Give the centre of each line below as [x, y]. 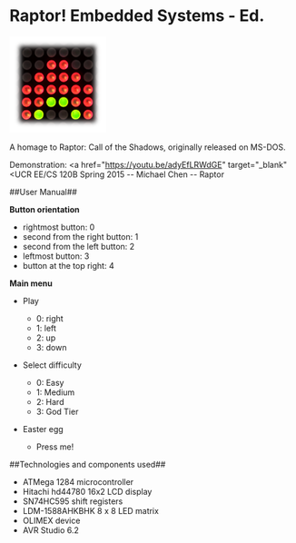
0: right [49, 318]
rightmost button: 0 [59, 227]
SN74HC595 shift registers [73, 501]
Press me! [55, 447]
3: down [51, 347]
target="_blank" [257, 164]
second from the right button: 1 [80, 236]
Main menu [31, 283]
